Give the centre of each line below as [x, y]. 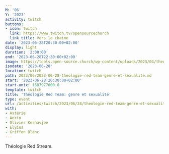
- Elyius [14, 127]
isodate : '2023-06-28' [29, 66]
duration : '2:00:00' [27, 52]
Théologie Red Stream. [29, 146]
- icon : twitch [21, 29]
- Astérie [16, 113]
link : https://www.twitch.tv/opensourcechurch [59, 33]
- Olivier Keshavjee [27, 122]
